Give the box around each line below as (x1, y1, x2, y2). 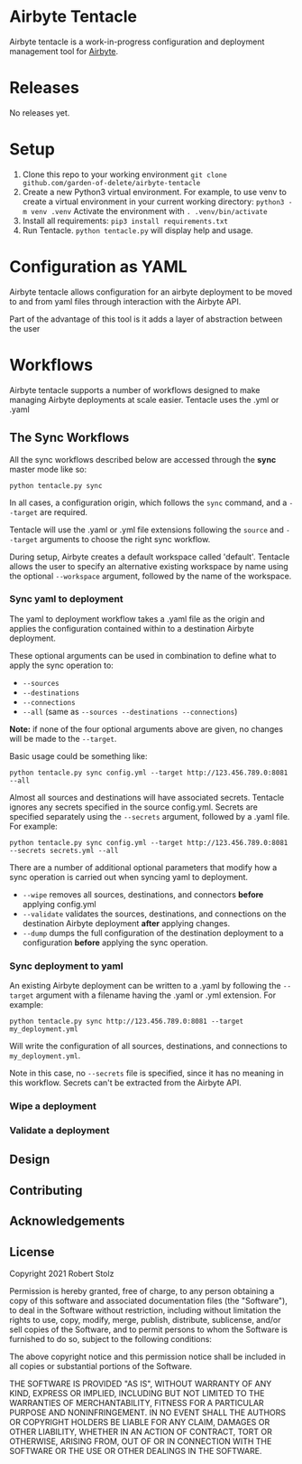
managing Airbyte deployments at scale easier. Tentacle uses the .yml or (9, 394, 279, 405)
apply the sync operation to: (9, 660, 114, 671)
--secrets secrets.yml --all (9, 846, 119, 855)
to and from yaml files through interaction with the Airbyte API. (9, 296, 242, 306)
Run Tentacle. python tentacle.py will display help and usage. (22, 224, 254, 236)
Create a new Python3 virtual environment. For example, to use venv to (22, 186, 287, 197)
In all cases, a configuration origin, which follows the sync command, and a (9, 497, 288, 508)
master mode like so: (9, 464, 87, 474)
